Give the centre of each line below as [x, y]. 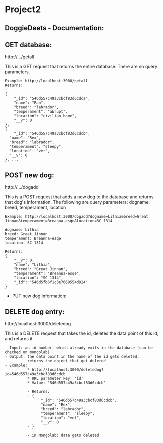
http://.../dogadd [22, 187]
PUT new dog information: [39, 296]
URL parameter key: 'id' [58, 379]
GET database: [29, 44]
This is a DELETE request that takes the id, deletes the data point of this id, [82, 333]
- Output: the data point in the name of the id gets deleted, [72, 357]
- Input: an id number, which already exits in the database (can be [79, 348]
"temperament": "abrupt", [41, 112]
